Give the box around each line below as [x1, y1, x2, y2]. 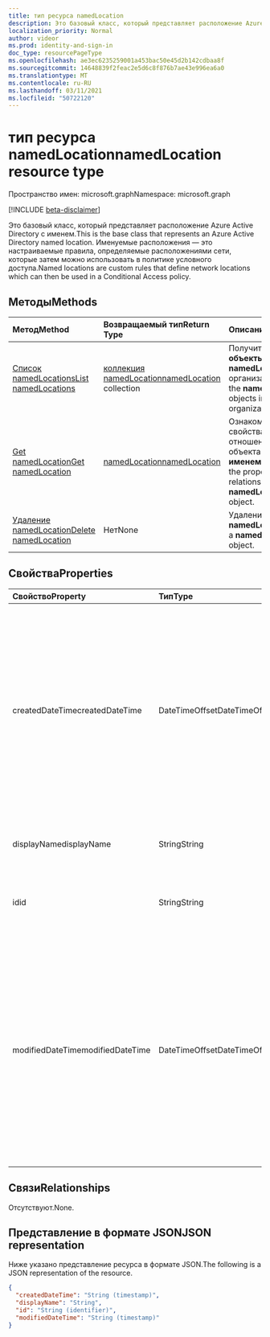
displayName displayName [12, 838, 111, 849]
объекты [228, 353, 264, 363]
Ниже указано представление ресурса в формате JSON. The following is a [8, 1260, 261, 1269]
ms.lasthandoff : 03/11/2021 [8, 86, 103, 95]
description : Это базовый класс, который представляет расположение [8, 19, 243, 27]
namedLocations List [12, 373, 89, 383]
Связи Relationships [8, 1181, 111, 1195]
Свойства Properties [8, 567, 114, 580]
